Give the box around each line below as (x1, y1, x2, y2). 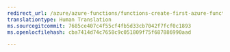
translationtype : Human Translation (7, 16, 112, 23)
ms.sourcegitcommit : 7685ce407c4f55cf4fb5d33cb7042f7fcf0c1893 (7, 22, 192, 29)
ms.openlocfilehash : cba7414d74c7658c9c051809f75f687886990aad (7, 28, 192, 36)
